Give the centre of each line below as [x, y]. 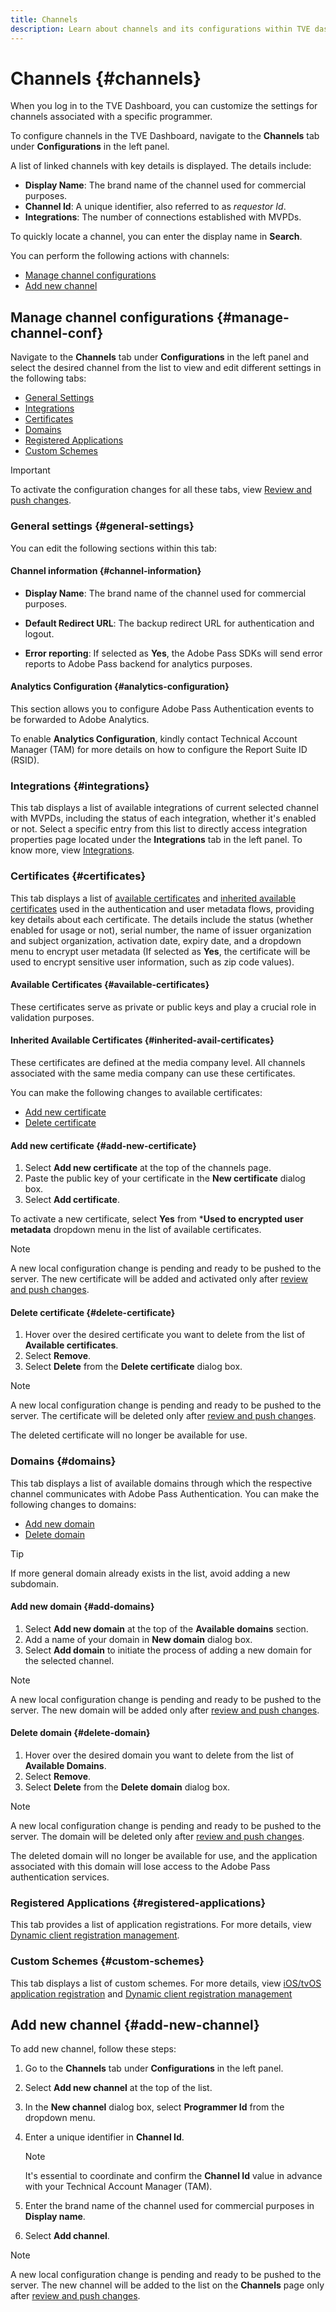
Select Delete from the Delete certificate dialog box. [133, 1367]
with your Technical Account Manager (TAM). [118, 2187]
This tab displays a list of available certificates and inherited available [153, 898]
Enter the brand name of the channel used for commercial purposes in [169, 2206]
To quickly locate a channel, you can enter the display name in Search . [156, 237]
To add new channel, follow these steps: [93, 2049]
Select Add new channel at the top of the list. [118, 2088]
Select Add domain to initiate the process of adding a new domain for [168, 1650]
